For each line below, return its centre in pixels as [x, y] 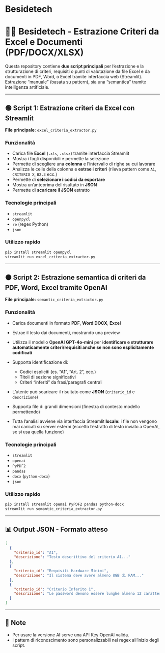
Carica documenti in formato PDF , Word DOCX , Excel [67, 323]
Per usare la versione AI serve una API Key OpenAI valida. [70, 635]
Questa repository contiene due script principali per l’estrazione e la [74, 66]
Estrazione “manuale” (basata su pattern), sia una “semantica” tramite [76, 82]
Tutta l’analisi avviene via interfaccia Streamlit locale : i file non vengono [84, 421]
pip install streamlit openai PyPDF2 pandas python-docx [65, 504]
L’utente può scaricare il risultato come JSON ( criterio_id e [73, 392]
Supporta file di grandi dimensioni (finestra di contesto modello [76, 406]
